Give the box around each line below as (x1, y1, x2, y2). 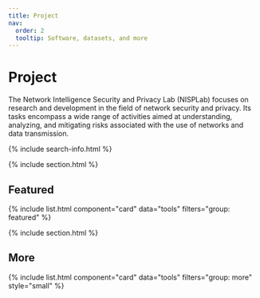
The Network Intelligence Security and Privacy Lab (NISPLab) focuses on (8, 95, 249, 105)
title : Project (8, 11, 59, 20)
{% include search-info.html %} (8, 145, 112, 154)
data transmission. (8, 129, 69, 138)
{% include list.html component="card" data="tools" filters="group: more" (8, 272, 253, 282)
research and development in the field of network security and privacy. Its (8, 103, 251, 113)
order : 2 (15, 26, 45, 34)
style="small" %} (8, 280, 65, 290)
